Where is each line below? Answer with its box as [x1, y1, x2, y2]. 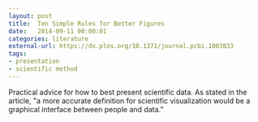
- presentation [8, 58, 60, 66]
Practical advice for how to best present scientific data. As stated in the [8, 87, 247, 97]
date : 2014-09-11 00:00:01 [8, 27, 107, 35]
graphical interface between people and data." [8, 104, 164, 114]
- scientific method [8, 65, 79, 73]
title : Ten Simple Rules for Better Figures [8, 20, 165, 28]
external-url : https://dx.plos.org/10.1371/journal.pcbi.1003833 [8, 42, 234, 50]
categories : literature [8, 34, 89, 43]
